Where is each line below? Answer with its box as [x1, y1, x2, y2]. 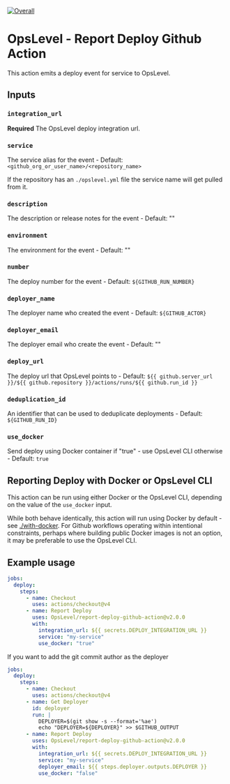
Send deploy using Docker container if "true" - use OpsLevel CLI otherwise [7, 447, 223, 455]
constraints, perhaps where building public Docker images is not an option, [7, 529, 223, 537]
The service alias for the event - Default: [7, 156, 123, 164]
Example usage [7, 557, 75, 568]
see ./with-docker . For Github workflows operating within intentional [7, 522, 203, 530]
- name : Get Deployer [25, 698, 89, 705]
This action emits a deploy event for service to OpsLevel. [7, 68, 171, 77]
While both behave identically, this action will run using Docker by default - [7, 514, 222, 522]
